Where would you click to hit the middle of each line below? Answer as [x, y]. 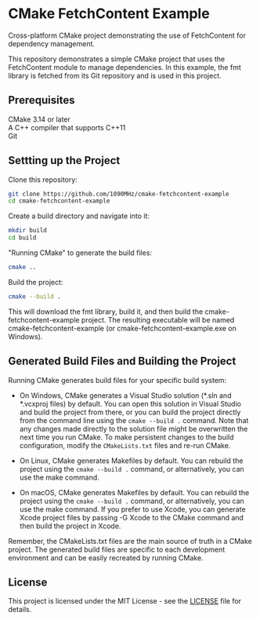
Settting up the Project [64, 160]
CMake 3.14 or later [39, 119]
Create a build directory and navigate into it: [79, 216]
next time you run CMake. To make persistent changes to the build [126, 437]
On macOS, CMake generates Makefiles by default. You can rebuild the [134, 492]
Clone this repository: [43, 179]
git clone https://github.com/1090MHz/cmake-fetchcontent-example [119, 194]
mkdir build [27, 231]
